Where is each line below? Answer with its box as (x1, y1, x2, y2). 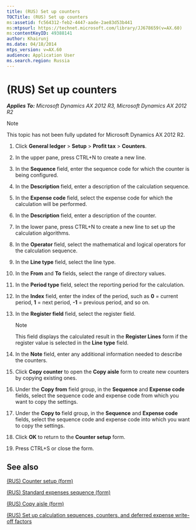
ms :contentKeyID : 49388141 (6, 31, 73, 36)
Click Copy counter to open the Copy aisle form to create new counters (15, 368, 190, 376)
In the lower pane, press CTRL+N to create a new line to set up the (15, 224, 176, 231)
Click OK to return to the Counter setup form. (15, 434, 125, 441)
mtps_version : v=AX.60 (6, 47, 62, 53)
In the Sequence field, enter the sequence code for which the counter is (15, 166, 190, 173)
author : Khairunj (6, 36, 49, 42)
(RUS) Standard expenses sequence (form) (6, 489, 111, 496)
